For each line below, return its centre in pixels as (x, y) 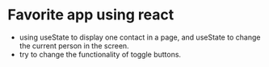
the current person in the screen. (74, 45)
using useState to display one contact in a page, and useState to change (140, 37)
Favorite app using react (91, 15)
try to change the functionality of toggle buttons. (100, 54)
